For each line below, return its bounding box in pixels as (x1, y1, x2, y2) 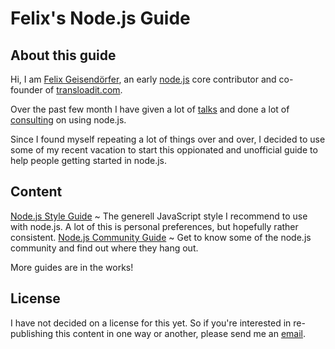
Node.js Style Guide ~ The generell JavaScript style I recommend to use (10, 210, 308, 222)
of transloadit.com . (44, 84, 123, 96)
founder (10, 84, 43, 96)
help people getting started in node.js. (10, 155, 167, 166)
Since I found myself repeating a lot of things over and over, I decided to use (10, 133, 326, 145)
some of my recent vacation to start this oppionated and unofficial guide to (10, 144, 318, 156)
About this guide (10, 47, 117, 64)
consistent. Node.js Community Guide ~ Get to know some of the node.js (10, 231, 312, 243)
